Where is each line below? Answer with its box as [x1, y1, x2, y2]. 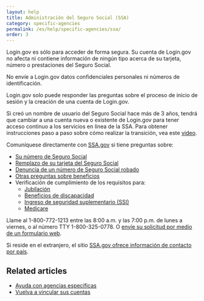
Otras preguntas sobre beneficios [15, 172, 100, 180]
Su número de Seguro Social [15, 153, 87, 161]
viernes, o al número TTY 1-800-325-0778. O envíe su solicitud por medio [6, 223, 192, 231]
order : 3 [6, 32, 29, 38]
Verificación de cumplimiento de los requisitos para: [15, 179, 146, 186]
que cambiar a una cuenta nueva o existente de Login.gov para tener [6, 117, 180, 124]
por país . [6, 248, 29, 255]
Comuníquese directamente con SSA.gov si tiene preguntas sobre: [6, 141, 174, 148]
